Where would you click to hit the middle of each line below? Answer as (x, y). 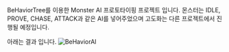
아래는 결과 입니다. (32, 42)
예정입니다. (35, 27)
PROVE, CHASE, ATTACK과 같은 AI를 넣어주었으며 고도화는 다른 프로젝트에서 (111, 18)
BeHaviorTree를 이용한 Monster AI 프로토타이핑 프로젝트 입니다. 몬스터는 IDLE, (114, 10)
